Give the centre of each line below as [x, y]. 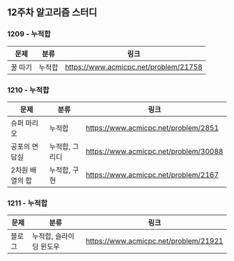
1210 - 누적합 [28, 90]
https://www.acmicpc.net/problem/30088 [155, 151]
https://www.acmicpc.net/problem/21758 [134, 67]
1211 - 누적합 [28, 203]
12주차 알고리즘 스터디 [52, 13]
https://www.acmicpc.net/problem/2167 [153, 175]
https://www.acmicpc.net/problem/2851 [153, 127]
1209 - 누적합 [29, 34]
